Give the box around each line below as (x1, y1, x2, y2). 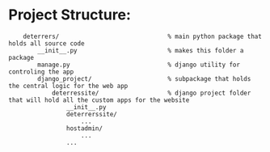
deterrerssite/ (65, 110, 117, 118)
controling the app (8, 67, 74, 76)
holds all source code (8, 39, 85, 48)
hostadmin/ (65, 124, 103, 133)
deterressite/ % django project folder (51, 89, 251, 97)
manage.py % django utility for (37, 61, 241, 69)
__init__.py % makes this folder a (37, 46, 244, 54)
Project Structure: (8, 6, 131, 24)
